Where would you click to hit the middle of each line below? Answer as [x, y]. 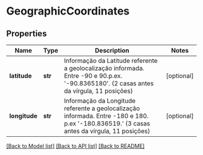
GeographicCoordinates [68, 11]
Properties [27, 34]
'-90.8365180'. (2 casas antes [109, 83]
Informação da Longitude [100, 101]
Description [112, 51]
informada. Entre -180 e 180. [106, 116]
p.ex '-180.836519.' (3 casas [107, 124]
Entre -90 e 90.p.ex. [93, 76]
